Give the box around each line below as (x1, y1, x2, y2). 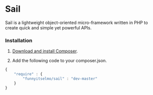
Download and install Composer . (12, 48, 78, 54)
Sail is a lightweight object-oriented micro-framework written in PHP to (5, 20, 148, 25)
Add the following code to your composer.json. (12, 58, 107, 64)
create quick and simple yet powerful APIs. (5, 24, 92, 30)
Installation (5, 37, 33, 44)
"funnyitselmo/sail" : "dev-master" (23, 76, 98, 81)
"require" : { (14, 72, 43, 77)
